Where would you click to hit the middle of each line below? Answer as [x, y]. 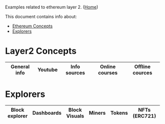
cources [142, 73]
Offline [142, 67]
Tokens [119, 113]
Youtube [48, 70]
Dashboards [47, 113]
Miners [97, 113]
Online [108, 67]
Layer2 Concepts [41, 51]
